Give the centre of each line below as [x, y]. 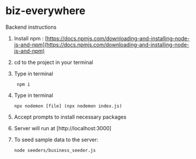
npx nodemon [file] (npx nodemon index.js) [68, 106]
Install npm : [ [31, 38]
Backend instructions [31, 27]
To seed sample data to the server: [56, 140]
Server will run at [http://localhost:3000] [63, 128]
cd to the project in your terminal [53, 62]
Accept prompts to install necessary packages [70, 117]
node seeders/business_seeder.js [55, 150]
